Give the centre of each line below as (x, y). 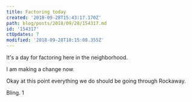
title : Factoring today (36, 12)
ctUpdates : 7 (23, 35)
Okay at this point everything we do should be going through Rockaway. (96, 81)
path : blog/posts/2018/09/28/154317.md (57, 23)
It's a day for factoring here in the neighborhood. (67, 57)
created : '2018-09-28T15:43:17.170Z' (54, 18)
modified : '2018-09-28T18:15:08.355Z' (55, 40)
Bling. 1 (15, 93)
